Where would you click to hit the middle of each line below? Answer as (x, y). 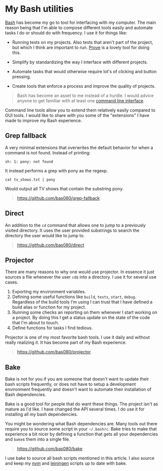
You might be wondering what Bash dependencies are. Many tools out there (81, 424)
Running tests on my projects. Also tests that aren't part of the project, (82, 42)
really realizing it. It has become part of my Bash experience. (66, 342)
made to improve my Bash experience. (44, 120)
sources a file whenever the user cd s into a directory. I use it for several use (81, 277)
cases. (12, 282)
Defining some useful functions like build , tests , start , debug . (74, 297)
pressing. (21, 76)
